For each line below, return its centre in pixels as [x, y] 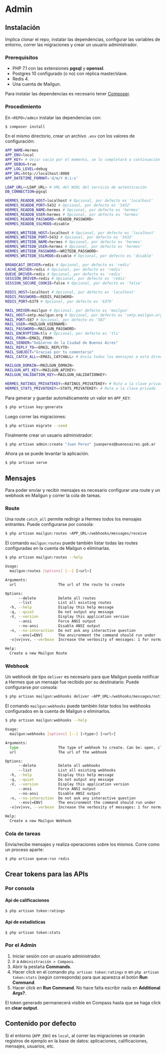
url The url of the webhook [58, 752]
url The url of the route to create [67, 585]
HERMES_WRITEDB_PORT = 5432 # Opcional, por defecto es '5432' [69, 237]
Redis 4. [21, 79]
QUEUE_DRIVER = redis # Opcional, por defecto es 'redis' [64, 274]
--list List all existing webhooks [67, 770]
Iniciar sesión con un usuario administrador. [57, 956]
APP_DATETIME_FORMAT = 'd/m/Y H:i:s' [42, 178]
